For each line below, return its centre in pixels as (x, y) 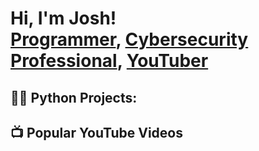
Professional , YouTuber (109, 61)
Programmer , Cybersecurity (129, 39)
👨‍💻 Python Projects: (74, 97)
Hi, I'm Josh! (63, 18)
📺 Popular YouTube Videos (96, 132)
